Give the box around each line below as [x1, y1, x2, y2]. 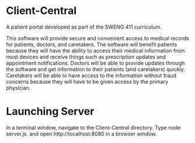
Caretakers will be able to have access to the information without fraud [6, 72, 177, 79]
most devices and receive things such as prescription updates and [6, 53, 166, 60]
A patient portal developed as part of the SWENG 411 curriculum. [6, 23, 162, 30]
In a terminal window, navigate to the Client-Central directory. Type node [6, 124, 181, 131]
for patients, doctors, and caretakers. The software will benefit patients [6, 41, 177, 48]
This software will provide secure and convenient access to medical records [6, 34, 190, 41]
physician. [6, 84, 31, 91]
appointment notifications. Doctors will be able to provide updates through [6, 60, 185, 67]
